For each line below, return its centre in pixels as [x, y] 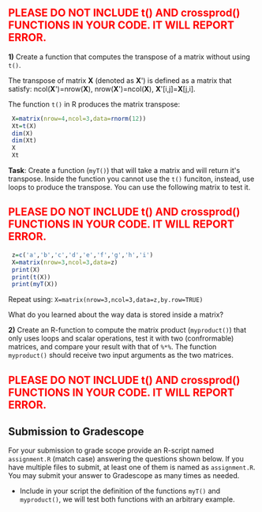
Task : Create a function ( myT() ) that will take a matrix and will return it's [124, 171]
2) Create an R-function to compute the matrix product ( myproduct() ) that [127, 330]
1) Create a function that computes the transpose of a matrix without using [129, 56]
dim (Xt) [24, 141]
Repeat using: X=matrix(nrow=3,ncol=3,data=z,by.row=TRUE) [106, 299]
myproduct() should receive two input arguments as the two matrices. [121, 356]
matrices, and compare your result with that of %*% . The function [112, 347]
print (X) [26, 269]
